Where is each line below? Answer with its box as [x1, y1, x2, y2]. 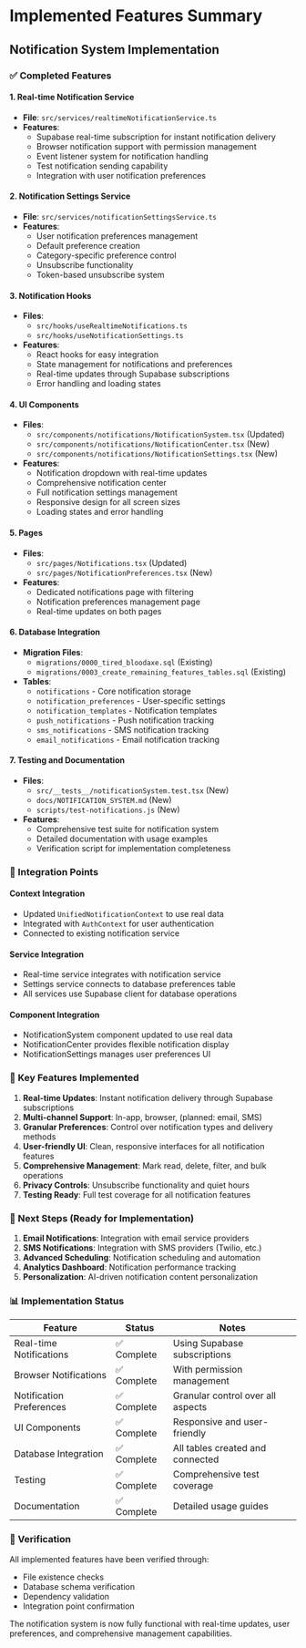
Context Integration [9, 888, 86, 899]
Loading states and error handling [36, 507, 164, 518]
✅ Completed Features [9, 69, 112, 82]
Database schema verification [22, 1581, 135, 1591]
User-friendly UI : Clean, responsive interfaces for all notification [22, 1140, 266, 1151]
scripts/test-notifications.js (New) [36, 804, 180, 815]
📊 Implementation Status [9, 1294, 125, 1307]
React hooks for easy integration [36, 349, 159, 360]
